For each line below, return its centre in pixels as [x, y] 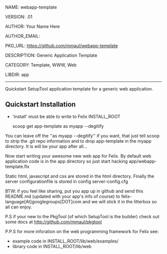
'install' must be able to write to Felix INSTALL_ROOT [66, 116]
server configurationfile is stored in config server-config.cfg [67, 181]
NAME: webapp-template [31, 7]
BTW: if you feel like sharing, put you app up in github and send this [74, 191]
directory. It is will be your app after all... [46, 146]
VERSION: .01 [19, 17]
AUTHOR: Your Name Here [33, 26]
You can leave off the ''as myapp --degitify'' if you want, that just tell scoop [83, 136]
